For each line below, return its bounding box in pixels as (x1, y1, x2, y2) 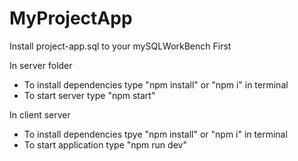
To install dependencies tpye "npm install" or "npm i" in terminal (23, 128, 288, 140)
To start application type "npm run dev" (23, 138, 187, 151)
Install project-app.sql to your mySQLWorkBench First (9, 40, 232, 52)
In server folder (9, 59, 73, 71)
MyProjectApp (9, 7, 133, 30)
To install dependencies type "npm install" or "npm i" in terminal (23, 78, 289, 91)
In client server (9, 108, 71, 121)
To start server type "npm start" (23, 89, 156, 101)
